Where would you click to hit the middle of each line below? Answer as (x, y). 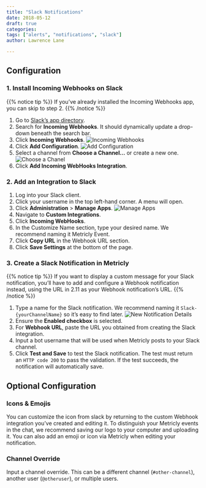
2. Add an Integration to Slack (51, 182)
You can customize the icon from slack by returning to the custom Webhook (102, 416)
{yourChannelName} (39, 315)
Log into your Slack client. (48, 195)
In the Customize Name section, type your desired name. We (92, 227)
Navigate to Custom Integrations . (58, 214)
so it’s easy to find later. (93, 314)
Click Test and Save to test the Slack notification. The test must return (104, 354)
